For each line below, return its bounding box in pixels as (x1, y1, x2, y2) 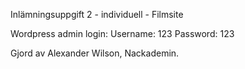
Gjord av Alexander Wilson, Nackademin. (10, 47, 180, 59)
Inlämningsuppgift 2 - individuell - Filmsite (10, 9, 184, 20)
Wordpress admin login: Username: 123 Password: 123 (10, 28, 235, 39)
